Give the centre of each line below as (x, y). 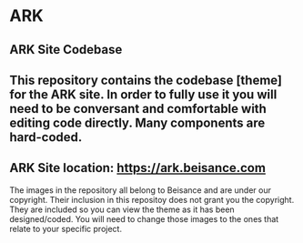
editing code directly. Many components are (137, 122)
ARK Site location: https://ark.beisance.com (138, 168)
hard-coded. (46, 137)
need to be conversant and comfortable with (138, 109)
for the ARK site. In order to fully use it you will (143, 94)
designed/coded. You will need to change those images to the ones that (144, 218)
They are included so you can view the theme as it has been (122, 209)
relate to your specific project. (66, 228)
